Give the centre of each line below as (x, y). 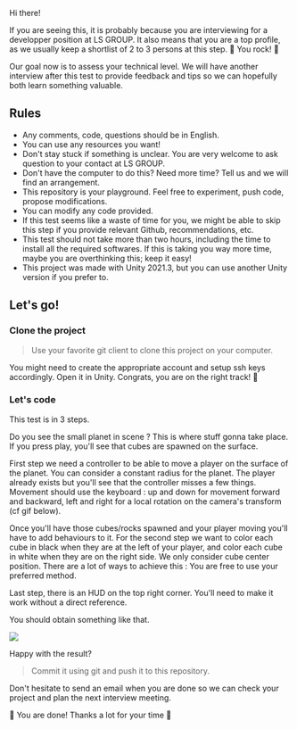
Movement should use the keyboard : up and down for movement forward (145, 492)
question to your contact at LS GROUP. (94, 163)
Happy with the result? (50, 653)
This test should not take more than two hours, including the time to (146, 239)
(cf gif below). (35, 510)
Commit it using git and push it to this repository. (120, 671)
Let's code (33, 400)
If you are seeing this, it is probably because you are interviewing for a (139, 30)
